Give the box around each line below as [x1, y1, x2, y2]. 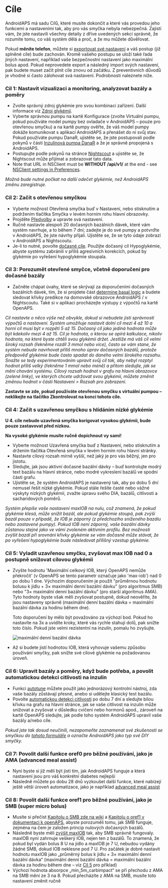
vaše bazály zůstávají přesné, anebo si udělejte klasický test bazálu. [12, 690, 153, 696]
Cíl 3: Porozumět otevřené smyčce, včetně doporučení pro [5, 266, 150, 273]
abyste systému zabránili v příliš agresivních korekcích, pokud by [12, 248, 147, 254]
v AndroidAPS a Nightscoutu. [12, 237, 73, 244]
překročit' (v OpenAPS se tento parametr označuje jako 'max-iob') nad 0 [12, 573, 161, 579]
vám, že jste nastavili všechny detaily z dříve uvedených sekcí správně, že [5, 31, 158, 37]
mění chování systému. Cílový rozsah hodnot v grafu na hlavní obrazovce [5, 368, 157, 374]
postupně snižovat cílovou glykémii [5, 556, 93, 563]
